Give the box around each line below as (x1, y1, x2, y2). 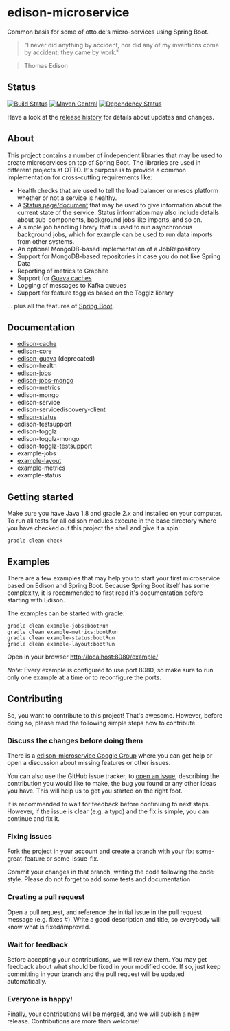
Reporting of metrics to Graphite (16, 267, 108, 275)
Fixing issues (7, 832, 53, 841)
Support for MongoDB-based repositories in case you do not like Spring (16, 252, 221, 260)
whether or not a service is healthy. (16, 194, 117, 202)
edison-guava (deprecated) (16, 354, 95, 363)
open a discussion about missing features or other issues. (7, 759, 171, 767)
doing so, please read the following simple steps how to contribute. (7, 718, 198, 727)
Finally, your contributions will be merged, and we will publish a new (7, 1010, 200, 1018)
